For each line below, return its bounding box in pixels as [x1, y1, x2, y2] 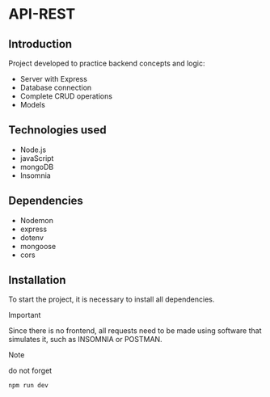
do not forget [8, 365, 53, 376]
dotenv [19, 232, 44, 243]
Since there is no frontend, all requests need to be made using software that [8, 326, 262, 336]
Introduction [8, 37, 73, 51]
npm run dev [8, 382, 49, 390]
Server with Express [19, 74, 87, 83]
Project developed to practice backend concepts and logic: [8, 58, 205, 68]
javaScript [19, 153, 54, 163]
